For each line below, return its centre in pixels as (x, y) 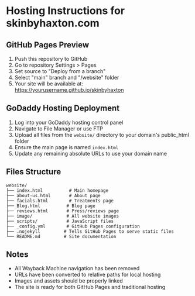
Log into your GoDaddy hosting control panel (69, 122)
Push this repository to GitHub (51, 59)
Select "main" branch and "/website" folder (67, 78)
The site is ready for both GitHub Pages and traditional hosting (90, 287)
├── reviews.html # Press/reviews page (62, 211)
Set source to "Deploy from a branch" (60, 71)
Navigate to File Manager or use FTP (59, 128)
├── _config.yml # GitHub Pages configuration (73, 226)
